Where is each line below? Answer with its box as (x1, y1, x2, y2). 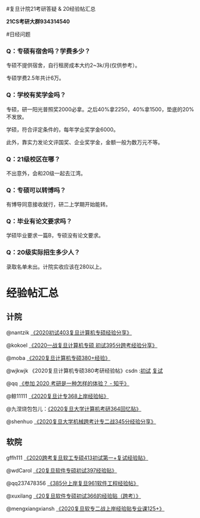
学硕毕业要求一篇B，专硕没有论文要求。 (6, 232, 104, 239)
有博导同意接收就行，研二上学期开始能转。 (6, 201, 111, 208)
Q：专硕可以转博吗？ (6, 186, 66, 194)
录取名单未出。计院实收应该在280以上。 (6, 263, 106, 270)
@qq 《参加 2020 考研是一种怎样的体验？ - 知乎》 (6, 379, 130, 387)
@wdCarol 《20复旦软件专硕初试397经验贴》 (6, 467, 118, 474)
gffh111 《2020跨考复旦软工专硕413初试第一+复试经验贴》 (6, 454, 149, 461)
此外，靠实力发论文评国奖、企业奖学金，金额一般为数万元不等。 (6, 138, 163, 145)
